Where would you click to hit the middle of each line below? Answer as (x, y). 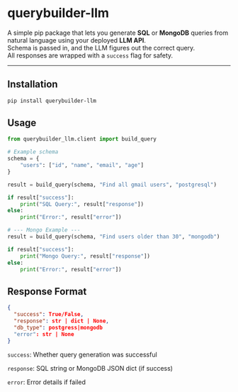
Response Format (47, 292)
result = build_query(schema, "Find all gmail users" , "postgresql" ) (112, 185)
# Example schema (33, 152)
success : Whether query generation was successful (82, 354)
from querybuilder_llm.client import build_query (82, 139)
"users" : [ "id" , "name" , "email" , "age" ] (82, 165)
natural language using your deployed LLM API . (77, 40)
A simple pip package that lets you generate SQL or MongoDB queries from (118, 33)
